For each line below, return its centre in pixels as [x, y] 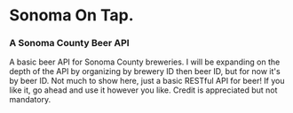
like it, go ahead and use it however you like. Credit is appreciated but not [143, 90]
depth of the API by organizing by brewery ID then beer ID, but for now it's [145, 72]
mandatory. [30, 100]
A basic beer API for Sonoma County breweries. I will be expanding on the [145, 62]
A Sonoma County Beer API [70, 43]
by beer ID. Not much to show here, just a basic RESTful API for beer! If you [147, 81]
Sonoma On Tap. [72, 15]
